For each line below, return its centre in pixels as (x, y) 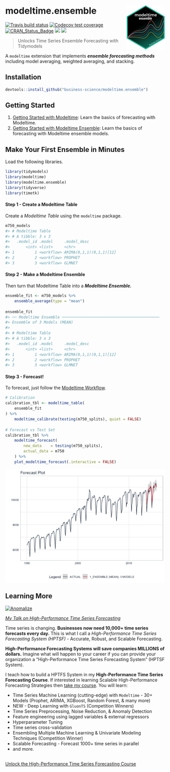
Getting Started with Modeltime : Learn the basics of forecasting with (84, 118)
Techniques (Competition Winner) (48, 738)
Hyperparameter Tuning (38, 722)
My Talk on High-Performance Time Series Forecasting (63, 618)
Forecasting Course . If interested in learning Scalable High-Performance (81, 680)
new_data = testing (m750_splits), (63, 446)
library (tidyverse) (26, 187)
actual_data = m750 (44, 451)
